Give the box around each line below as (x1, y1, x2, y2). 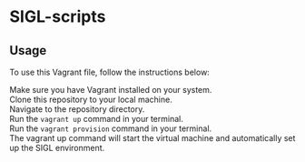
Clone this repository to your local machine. (9, 94, 172, 105)
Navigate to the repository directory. (9, 104, 145, 115)
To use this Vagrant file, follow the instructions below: (9, 66, 211, 77)
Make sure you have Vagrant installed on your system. (9, 85, 212, 95)
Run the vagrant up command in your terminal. (9, 114, 183, 124)
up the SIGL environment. (9, 143, 105, 153)
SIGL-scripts (9, 6, 106, 27)
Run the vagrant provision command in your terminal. (9, 123, 212, 134)
